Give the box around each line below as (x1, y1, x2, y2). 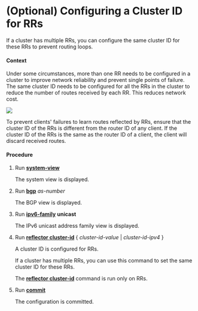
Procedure (6, 151, 33, 158)
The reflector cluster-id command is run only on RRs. (14, 275, 148, 282)
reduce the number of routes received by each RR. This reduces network (6, 89, 187, 96)
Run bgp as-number (14, 187, 65, 195)
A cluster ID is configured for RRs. (14, 245, 99, 252)
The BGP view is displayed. (14, 199, 83, 206)
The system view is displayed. (14, 176, 90, 183)
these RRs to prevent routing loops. (6, 43, 93, 50)
